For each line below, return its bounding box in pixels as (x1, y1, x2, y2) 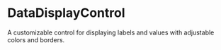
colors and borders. (7, 35, 65, 44)
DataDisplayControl (7, 5, 125, 21)
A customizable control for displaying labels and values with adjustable (7, 28, 215, 37)
